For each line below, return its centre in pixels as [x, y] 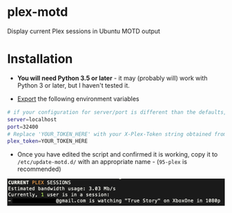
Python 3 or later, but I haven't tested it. [73, 85]
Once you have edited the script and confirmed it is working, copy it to [117, 154]
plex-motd [38, 12]
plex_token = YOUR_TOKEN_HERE [48, 141]
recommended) [39, 169]
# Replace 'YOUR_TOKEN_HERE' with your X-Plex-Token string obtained [109, 134]
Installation [40, 59]
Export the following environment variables [78, 99]
